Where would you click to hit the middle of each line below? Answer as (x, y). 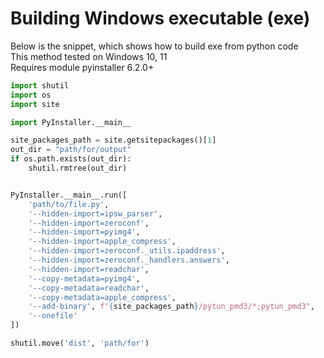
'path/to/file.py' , (69, 204)
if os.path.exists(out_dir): (71, 159)
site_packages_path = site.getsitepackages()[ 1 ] (113, 140)
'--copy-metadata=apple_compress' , (102, 297)
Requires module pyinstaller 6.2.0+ (82, 67)
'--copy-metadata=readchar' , (89, 288)
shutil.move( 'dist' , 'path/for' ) (80, 343)
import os (31, 95)
